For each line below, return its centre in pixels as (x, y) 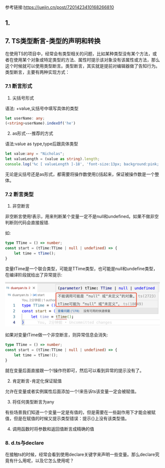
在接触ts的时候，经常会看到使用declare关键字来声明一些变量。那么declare (80, 455)
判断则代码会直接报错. (27, 222)
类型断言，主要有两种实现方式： (37, 72)
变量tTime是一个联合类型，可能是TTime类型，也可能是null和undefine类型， (82, 268)
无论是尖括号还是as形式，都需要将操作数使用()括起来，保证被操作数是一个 (80, 174)
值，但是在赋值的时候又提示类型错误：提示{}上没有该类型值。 (67, 418)
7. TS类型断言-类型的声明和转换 (53, 41)
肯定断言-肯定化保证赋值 (37, 381)
